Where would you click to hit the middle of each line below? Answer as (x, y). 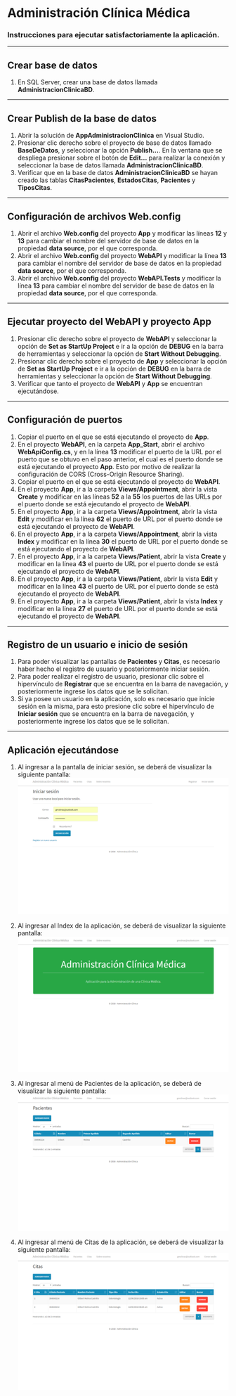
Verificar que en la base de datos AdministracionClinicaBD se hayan (117, 173)
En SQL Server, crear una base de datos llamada (87, 82)
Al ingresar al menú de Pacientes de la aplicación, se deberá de (109, 1083)
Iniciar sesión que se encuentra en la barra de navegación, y (106, 714)
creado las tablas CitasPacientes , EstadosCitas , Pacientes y (106, 180)
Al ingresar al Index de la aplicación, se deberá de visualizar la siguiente (122, 926)
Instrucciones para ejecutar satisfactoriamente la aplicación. (113, 35)
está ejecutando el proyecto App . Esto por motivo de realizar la (109, 466)
